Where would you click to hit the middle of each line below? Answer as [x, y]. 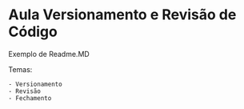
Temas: [20, 69]
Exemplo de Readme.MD [49, 54]
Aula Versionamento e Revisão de [122, 15]
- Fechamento [30, 98]
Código [33, 32]
